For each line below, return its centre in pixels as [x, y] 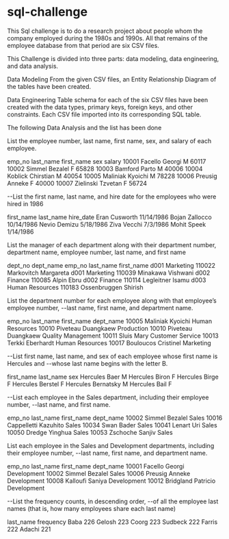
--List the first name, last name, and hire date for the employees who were [112, 197]
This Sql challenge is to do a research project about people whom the [105, 31]
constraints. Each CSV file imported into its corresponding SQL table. [104, 114]
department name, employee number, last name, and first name [97, 252]
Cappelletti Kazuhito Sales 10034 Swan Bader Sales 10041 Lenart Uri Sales [112, 425]
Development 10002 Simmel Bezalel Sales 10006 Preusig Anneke [99, 473]
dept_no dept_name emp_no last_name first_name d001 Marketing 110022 [111, 265]
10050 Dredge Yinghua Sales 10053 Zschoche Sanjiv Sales [90, 432]
